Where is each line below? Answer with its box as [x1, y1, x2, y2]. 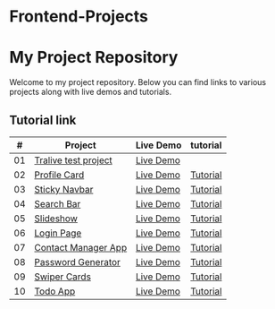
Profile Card [34, 168, 85, 181]
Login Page [34, 227, 82, 239]
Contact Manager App [34, 241, 128, 253]
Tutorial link [9, 112, 77, 127]
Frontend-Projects [9, 6, 149, 27]
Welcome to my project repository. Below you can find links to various [9, 77, 266, 88]
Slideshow [34, 212, 79, 225]
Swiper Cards [34, 270, 92, 283]
